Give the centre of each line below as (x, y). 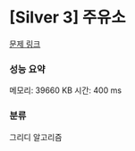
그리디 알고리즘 (36, 137)
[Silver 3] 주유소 (67, 17)
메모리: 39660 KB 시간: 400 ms (66, 90)
